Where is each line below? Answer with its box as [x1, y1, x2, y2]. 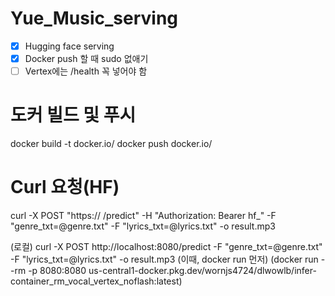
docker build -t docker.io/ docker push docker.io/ [10, 138, 213, 150]
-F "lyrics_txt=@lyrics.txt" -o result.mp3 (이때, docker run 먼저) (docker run [10, 253, 319, 265]
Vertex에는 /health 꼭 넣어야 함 [24, 65, 148, 77]
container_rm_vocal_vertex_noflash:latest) [10, 275, 183, 287]
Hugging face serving [24, 40, 115, 52]
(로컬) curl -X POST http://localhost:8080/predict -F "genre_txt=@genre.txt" [10, 241, 323, 252]
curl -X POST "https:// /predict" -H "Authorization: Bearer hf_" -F [10, 210, 277, 221]
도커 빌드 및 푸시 [10, 104, 137, 127]
